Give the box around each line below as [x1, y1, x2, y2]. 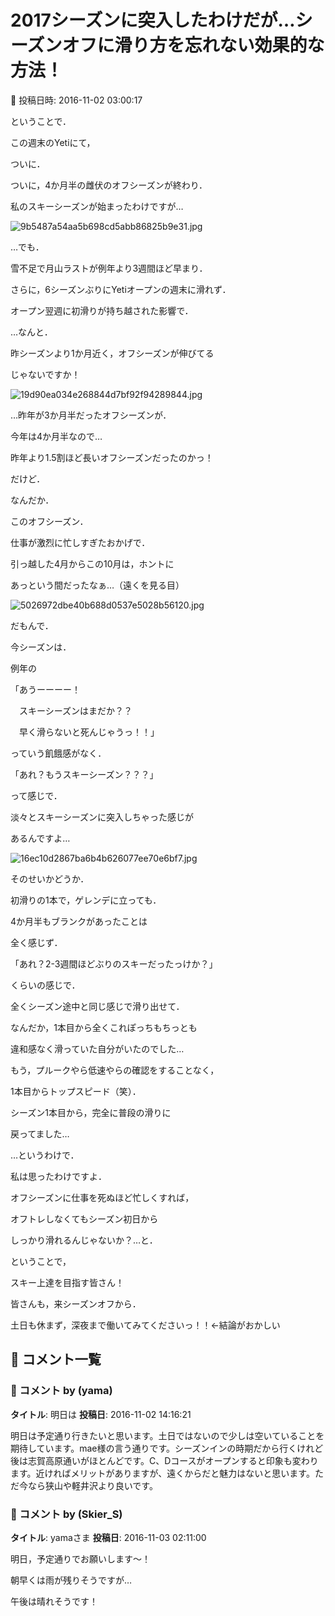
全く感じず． [10, 936, 63, 948]
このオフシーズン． [10, 515, 89, 527]
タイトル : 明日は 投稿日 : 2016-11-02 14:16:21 [10, 1408, 192, 1420]
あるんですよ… [10, 832, 71, 844]
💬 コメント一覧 [10, 1351, 102, 1368]
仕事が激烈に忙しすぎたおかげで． [10, 536, 151, 548]
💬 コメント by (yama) [10, 1384, 113, 1398]
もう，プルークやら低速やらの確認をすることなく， [10, 1064, 220, 1076]
